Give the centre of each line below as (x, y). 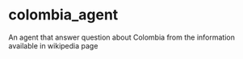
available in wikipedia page (53, 45)
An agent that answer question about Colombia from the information (122, 37)
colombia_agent (63, 15)
